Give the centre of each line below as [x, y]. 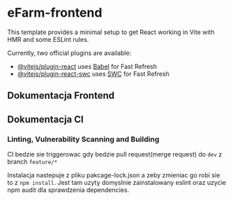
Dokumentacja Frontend [61, 96]
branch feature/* [32, 162]
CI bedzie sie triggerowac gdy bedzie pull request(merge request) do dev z [115, 154]
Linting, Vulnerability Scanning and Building [83, 139]
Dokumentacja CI [45, 119]
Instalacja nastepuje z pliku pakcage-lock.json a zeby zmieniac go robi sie [114, 175]
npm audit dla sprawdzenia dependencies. [68, 190]
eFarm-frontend [55, 13]
